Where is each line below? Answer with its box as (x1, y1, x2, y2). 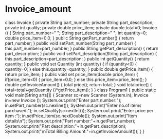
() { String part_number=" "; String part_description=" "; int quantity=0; (5, 30, 147, 36)
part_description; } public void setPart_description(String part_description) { (5, 50, 157, 57)
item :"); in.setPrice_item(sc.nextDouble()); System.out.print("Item (5, 113, 137, 119)
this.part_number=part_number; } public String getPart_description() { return (5, 45, 159, 51)
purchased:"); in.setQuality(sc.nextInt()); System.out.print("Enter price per (5, 107, 154, 113)
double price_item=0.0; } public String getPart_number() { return (5, 35, 134, 41)
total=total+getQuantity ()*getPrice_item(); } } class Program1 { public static (5, 87, 157, 93)
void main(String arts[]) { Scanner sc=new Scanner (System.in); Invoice (5, 92, 148, 98)
